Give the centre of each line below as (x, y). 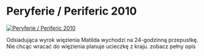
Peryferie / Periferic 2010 (72, 11)
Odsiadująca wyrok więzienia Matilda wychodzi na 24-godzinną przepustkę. (102, 40)
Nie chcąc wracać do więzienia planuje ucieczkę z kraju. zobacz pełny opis (101, 46)
